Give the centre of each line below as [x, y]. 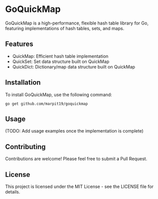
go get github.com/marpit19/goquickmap [47, 103]
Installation [23, 83]
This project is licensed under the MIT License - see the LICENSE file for [79, 186]
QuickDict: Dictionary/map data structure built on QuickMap [74, 66]
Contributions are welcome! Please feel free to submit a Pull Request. [76, 159]
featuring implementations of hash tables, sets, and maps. [65, 28]
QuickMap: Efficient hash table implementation [60, 56]
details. [13, 192]
